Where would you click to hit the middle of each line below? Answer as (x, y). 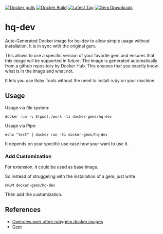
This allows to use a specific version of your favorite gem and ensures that (80, 55)
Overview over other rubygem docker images (57, 221)
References (23, 210)
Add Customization (28, 156)
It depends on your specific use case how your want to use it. (67, 144)
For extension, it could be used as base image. (52, 167)
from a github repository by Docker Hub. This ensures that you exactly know (81, 65)
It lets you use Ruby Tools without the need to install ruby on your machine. (80, 80)
